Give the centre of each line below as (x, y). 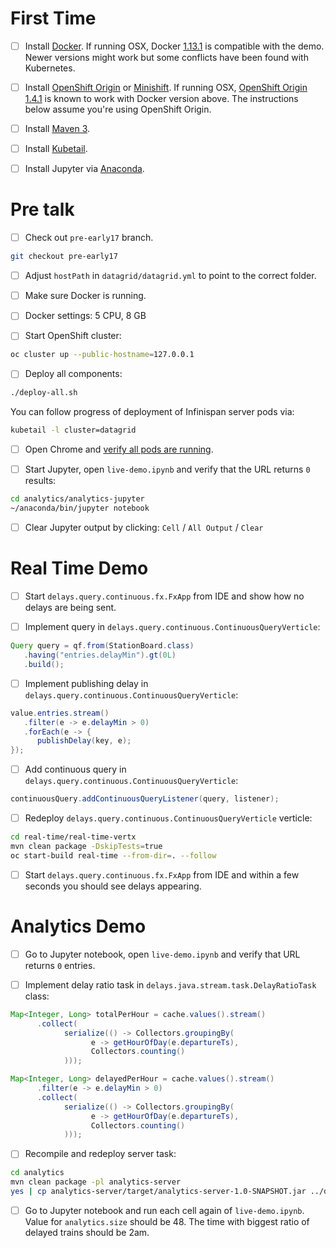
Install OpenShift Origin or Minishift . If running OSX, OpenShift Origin (166, 87)
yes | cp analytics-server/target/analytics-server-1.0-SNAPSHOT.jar (158, 1192)
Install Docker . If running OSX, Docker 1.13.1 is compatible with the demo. (174, 46)
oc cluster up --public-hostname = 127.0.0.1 (102, 355)
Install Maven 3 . (57, 129)
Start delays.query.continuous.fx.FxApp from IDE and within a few (162, 874)
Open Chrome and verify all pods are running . (119, 449)
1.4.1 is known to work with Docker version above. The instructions (161, 99)
